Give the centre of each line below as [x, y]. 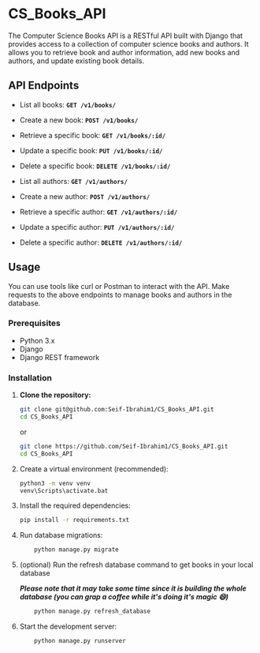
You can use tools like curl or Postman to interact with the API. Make [119, 286]
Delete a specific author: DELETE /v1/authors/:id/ [101, 242]
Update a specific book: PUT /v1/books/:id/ [91, 150]
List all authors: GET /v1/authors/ [74, 181]
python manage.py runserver [80, 641]
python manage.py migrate [77, 550]
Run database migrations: [61, 535]
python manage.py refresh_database [93, 612]
